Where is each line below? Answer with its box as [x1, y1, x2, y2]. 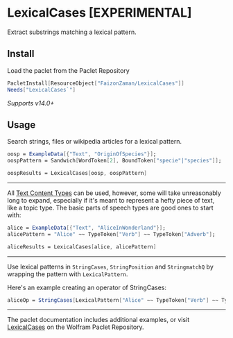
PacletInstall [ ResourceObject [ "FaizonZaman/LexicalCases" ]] [7, 80, 185, 87]
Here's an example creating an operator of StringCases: [7, 283, 166, 291]
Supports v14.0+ [7, 99, 55, 107]
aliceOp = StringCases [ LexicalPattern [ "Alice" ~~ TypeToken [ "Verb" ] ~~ [7, 296, 218, 303]
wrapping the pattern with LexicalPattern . [7, 269, 128, 278]
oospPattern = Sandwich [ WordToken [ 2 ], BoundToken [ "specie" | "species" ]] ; [7, 158, 222, 164]
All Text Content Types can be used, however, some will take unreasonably [7, 189, 222, 197]
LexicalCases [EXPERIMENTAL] [7, 5, 192, 21]
